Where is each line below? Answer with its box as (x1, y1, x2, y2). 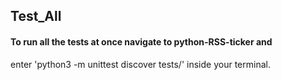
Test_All (10, 8, 62, 25)
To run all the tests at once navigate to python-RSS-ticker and (10, 35, 273, 48)
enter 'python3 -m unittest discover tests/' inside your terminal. (10, 58, 271, 70)
